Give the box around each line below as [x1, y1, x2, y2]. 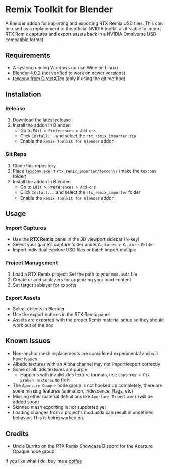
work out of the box [12, 322, 54, 328]
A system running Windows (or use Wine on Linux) [12, 64, 119, 70]
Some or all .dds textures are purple [12, 366, 87, 372]
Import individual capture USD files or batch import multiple [12, 247, 136, 253]
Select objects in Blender [12, 306, 65, 312]
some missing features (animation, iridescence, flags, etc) [12, 387, 134, 394]
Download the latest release [12, 116, 71, 123]
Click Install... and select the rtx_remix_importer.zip [20, 133, 136, 139]
